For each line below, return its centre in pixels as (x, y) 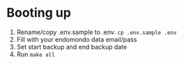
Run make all (36, 54)
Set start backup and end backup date (72, 47)
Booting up (39, 13)
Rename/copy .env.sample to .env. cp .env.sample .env (97, 32)
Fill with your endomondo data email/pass (77, 39)
